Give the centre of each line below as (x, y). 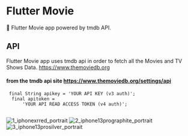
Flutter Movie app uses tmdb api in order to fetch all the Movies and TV (94, 61)
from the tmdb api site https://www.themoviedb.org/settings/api (89, 81)
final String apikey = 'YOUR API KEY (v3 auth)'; (72, 93)
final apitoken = (33, 99)
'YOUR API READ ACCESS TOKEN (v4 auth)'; (75, 104)
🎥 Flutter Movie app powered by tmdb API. (59, 28)
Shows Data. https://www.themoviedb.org (58, 67)
